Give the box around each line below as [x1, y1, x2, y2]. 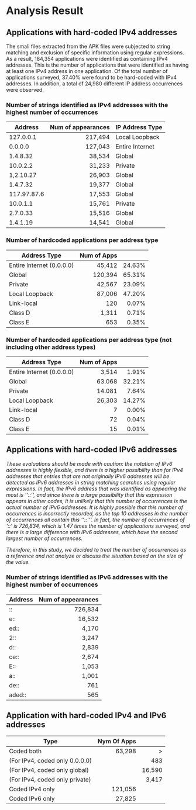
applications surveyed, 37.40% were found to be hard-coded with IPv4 [6, 74, 177, 81]
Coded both [9, 747, 42, 755]
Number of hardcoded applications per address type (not [6, 335, 172, 344]
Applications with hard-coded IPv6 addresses [6, 445, 177, 455]
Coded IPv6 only [9, 794, 55, 802]
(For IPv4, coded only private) [9, 776, 92, 784]
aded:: [9, 691, 26, 699]
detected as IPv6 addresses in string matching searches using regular [6, 479, 176, 486]
